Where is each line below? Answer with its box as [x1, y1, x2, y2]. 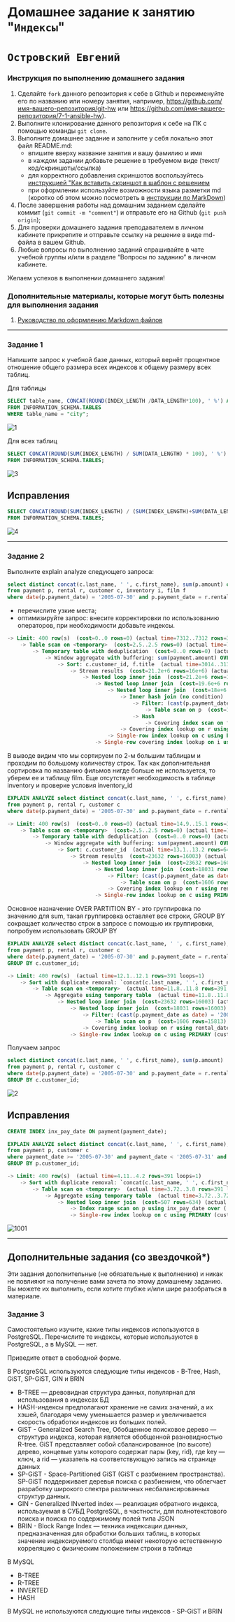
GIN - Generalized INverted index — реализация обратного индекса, [17, 1500, 219, 1508]
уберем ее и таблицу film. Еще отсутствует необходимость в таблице [7, 774, 215, 782]
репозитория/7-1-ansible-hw [17, 111, 103, 120]
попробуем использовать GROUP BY [7, 927, 117, 935]
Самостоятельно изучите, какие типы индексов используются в [7, 1326, 199, 1334]
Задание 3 [7, 1309, 45, 1319]
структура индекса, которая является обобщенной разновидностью [17, 1433, 223, 1441]
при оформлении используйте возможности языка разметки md [27, 186, 222, 194]
